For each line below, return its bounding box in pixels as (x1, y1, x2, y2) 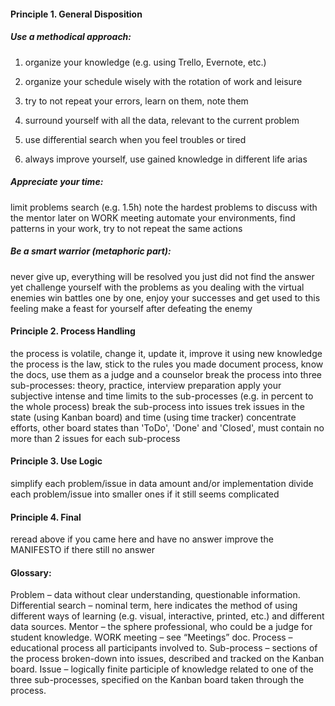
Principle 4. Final (10, 511, 82, 523)
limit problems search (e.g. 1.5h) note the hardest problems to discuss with (10, 201, 318, 213)
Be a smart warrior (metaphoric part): (10, 245, 172, 257)
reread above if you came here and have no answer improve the (10, 533, 274, 545)
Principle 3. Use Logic (10, 455, 103, 467)
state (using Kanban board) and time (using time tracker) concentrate (10, 411, 297, 423)
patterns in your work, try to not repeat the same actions (10, 222, 243, 234)
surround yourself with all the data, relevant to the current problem (24, 114, 300, 126)
